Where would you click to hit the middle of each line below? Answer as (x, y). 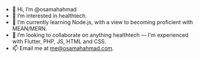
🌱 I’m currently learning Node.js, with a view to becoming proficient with (103, 22)
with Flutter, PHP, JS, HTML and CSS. (59, 41)
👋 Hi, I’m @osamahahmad (44, 9)
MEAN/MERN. (30, 28)
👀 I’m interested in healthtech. (49, 16)
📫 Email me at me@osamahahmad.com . (63, 48)
